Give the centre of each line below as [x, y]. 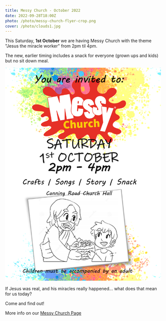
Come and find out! [25, 304]
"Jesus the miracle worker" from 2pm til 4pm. [51, 46]
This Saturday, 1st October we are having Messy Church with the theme [78, 41]
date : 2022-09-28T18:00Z [31, 16]
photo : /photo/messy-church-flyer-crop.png [51, 21]
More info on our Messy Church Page [43, 313]
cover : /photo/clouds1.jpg [33, 26]
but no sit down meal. [27, 61]
